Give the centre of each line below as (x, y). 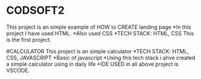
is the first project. (29, 39)
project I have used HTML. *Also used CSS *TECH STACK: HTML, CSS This (100, 33)
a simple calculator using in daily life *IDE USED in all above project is (92, 64)
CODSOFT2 (35, 10)
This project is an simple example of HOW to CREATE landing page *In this (99, 27)
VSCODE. (18, 70)
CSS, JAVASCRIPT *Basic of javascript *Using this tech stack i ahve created (101, 57)
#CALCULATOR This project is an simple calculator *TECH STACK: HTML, (97, 51)
